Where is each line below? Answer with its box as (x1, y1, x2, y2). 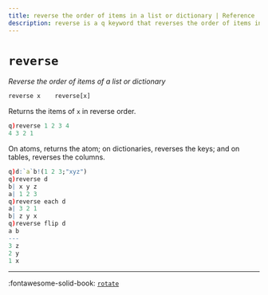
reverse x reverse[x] (8, 92, 91, 100)
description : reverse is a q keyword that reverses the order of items (8, 19, 251, 27)
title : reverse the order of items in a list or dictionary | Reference (8, 11, 255, 20)
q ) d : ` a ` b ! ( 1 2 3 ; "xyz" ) (8, 168, 88, 176)
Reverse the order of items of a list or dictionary (8, 77, 166, 86)
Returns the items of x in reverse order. (8, 107, 136, 116)
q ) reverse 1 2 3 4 (8, 122, 69, 130)
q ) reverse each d (8, 197, 66, 206)
